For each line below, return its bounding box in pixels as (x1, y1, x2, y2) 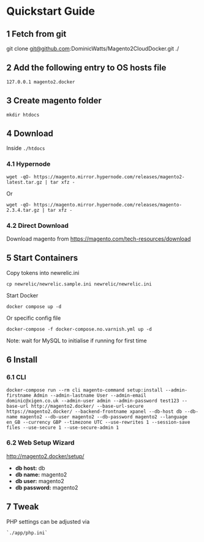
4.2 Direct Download (6, 221, 69, 230)
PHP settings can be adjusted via (6, 518, 90, 525)
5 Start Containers (6, 253, 78, 263)
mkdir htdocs (6, 111, 40, 118)
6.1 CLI (6, 373, 26, 382)
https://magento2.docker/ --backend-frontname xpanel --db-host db (6, 408, 183, 415)
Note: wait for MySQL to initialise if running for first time (6, 337, 147, 344)
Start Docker (6, 292, 39, 299)
